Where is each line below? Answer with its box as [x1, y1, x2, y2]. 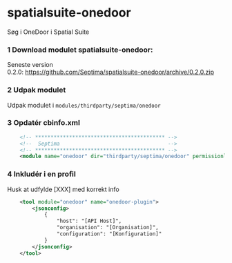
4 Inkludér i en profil [7, 169, 76, 179]
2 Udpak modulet [7, 85, 66, 95]
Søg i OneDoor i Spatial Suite [7, 28, 90, 36]
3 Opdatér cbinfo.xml [7, 118, 81, 128]
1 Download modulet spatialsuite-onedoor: [7, 45, 153, 55]
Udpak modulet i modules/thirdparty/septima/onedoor [7, 101, 161, 109]
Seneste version [7, 61, 53, 69]
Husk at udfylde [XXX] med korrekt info [7, 185, 119, 193]
